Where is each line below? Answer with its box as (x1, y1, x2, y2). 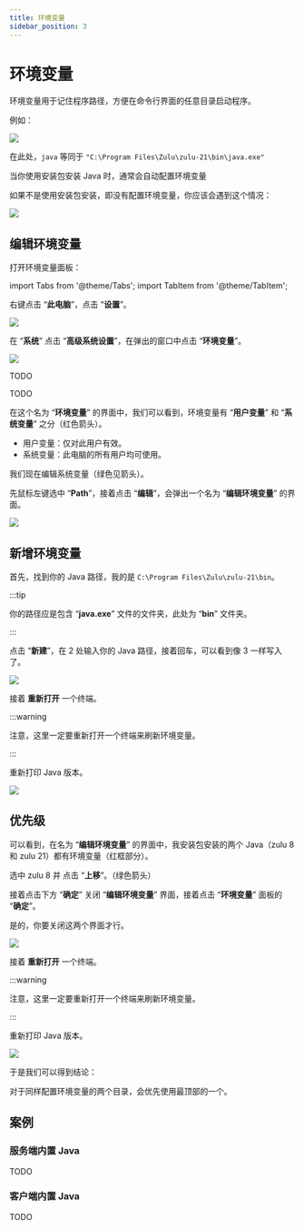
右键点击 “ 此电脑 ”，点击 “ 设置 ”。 (9, 299, 132, 310)
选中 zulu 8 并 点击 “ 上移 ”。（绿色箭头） (9, 870, 156, 881)
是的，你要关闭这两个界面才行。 (9, 920, 129, 931)
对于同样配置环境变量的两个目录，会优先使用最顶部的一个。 (9, 1085, 232, 1096)
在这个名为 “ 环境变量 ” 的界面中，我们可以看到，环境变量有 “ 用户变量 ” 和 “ (9, 407, 285, 418)
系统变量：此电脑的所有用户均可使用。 (22, 449, 166, 460)
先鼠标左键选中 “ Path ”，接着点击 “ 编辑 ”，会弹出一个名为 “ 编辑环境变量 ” (9, 488, 278, 499)
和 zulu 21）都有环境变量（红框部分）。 (9, 850, 153, 861)
